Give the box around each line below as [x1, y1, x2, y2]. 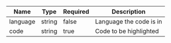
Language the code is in [95, 18, 163, 25]
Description [111, 8, 146, 15]
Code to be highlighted [95, 27, 159, 35]
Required [63, 8, 89, 15]
